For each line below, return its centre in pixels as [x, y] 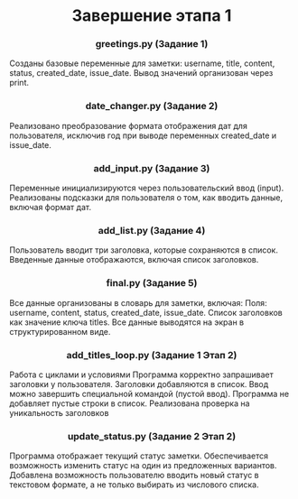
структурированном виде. [60, 331]
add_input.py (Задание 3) [152, 168]
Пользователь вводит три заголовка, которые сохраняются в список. [144, 250]
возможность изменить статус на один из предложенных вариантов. [143, 466]
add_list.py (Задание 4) [152, 231]
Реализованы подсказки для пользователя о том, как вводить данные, [146, 198]
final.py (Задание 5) [152, 283]
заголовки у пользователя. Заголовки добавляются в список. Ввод [139, 383]
